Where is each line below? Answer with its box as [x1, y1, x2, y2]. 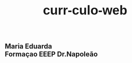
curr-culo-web [42, 3, 128, 17]
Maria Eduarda [5, 42, 52, 51]
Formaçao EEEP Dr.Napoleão [5, 50, 98, 58]
